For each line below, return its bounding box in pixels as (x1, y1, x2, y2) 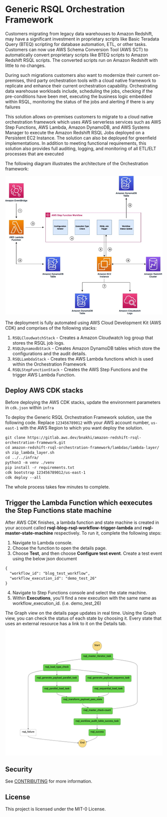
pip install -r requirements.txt (5, 465, 75, 470)
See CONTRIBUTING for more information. (5, 778, 93, 785)
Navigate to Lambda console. (12, 540, 73, 546)
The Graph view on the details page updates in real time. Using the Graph (5, 610, 156, 616)
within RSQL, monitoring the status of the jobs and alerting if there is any (5, 98, 155, 104)
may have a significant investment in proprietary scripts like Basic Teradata (5, 36, 160, 42)
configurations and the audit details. (12, 351, 87, 357)
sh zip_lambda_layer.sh (5, 450, 55, 455)
